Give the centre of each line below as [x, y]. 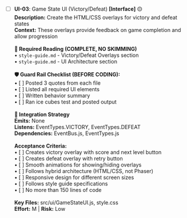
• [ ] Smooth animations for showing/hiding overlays [78, 165]
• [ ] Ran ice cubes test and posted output [65, 102]
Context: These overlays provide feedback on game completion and [98, 30]
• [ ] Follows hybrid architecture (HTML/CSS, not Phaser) [84, 171]
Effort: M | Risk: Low [40, 209]
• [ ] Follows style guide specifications [61, 184]
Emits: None [29, 121]
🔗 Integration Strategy [42, 114]
